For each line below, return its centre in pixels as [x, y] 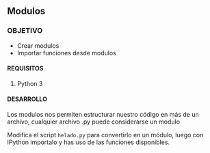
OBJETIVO [25, 31]
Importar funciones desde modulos [66, 53]
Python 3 [30, 83]
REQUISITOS [25, 68]
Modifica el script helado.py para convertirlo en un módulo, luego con [105, 135]
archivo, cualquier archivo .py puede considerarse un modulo [93, 122]
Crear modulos [38, 45]
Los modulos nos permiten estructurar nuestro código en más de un [103, 115]
